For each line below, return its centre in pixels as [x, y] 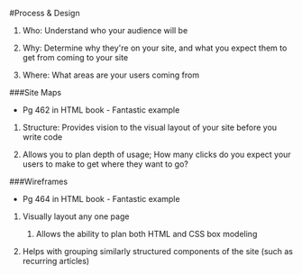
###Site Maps [35, 92]
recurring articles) [56, 261]
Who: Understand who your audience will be [105, 30]
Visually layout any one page [76, 216]
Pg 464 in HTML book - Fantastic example [101, 199]
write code [42, 137]
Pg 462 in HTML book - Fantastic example [101, 110]
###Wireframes [39, 181]
